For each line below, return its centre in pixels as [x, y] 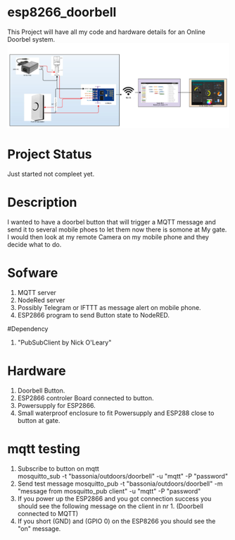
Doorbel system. [31, 39]
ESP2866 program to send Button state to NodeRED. [94, 315]
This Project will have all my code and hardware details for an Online [107, 32]
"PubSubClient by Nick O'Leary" [64, 342]
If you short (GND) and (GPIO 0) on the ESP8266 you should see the [116, 521]
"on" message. [39, 528]
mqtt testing [44, 449]
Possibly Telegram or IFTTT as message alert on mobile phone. [109, 307]
